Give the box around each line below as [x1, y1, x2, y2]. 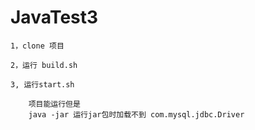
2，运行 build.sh [10, 60, 78, 70]
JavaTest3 [10, 6, 99, 29]
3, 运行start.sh [10, 79, 75, 90]
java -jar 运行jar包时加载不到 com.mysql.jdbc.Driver [28, 109, 245, 120]
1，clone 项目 [10, 41, 65, 51]
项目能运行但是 [28, 99, 81, 109]
